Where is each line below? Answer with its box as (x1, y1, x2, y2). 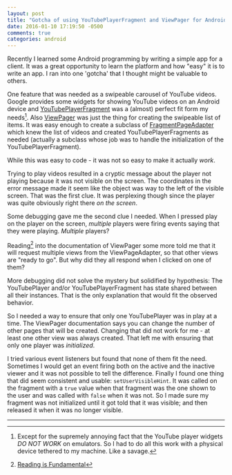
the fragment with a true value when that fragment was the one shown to (7, 384, 216, 392)
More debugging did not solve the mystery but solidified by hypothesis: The (7, 277, 223, 285)
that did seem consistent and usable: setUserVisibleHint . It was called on (7, 377, 217, 385)
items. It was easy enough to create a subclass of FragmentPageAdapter (7, 120, 214, 128)
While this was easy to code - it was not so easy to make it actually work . (7, 156, 215, 164)
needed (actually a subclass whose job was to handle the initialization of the (7, 135, 224, 144)
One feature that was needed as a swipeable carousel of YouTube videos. (7, 90, 217, 99)
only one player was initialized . (7, 341, 95, 349)
